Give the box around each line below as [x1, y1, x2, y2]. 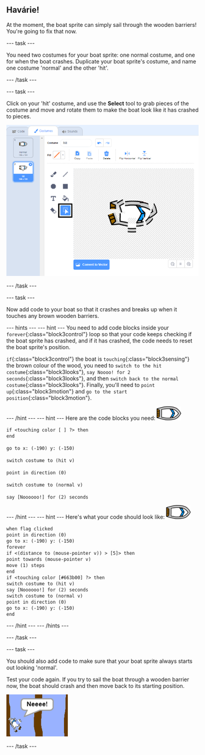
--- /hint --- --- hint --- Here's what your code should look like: [6, 513, 165, 521]
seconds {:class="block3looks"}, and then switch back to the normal [6, 375, 179, 382]
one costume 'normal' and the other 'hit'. [6, 64, 109, 71]
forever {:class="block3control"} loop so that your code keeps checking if [6, 330, 192, 338]
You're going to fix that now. [6, 27, 77, 35]
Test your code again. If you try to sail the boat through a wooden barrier [6, 676, 190, 683]
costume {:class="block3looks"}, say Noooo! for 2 [6, 368, 131, 375]
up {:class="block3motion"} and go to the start [6, 388, 128, 395]
